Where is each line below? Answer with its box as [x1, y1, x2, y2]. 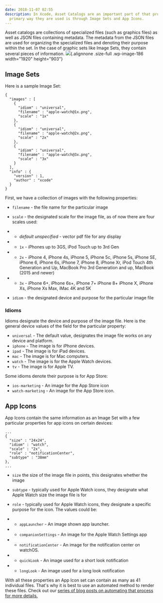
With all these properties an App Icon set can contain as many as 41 [5, 577, 141, 583]
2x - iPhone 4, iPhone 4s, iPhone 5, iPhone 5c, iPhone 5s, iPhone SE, [19, 254, 157, 260]
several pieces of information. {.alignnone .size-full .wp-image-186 [5, 51, 144, 57]
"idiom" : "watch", [9, 442, 49, 447]
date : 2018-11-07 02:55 [5, 7, 53, 12]
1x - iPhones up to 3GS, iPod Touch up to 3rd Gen [19, 244, 119, 250]
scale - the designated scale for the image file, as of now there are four [12, 214, 155, 220]
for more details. [5, 593, 38, 599]
